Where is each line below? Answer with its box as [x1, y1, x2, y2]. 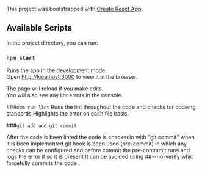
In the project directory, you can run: [6, 39, 98, 46]
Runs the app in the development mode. [6, 67, 107, 74]
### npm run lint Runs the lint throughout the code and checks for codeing [6, 103, 197, 111]
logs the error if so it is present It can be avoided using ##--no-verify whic [6, 153, 193, 161]
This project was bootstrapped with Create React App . [6, 6, 143, 12]
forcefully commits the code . [6, 160, 81, 167]
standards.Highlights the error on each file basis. [6, 110, 129, 117]
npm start [6, 54, 35, 61]
